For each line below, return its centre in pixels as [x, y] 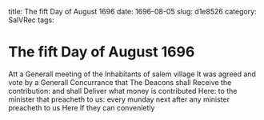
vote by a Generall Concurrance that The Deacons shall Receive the [120, 82]
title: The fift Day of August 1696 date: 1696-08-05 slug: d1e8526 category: [133, 12]
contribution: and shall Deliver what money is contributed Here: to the [123, 91]
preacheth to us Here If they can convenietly [82, 107]
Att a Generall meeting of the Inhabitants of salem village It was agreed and [132, 74]
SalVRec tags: [31, 20]
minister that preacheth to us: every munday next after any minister [119, 99]
